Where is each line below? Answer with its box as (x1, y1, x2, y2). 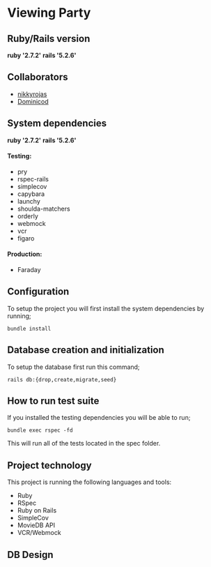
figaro (17, 234, 35, 242)
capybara (17, 190, 45, 198)
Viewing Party (7, 5, 91, 21)
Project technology (7, 459, 92, 471)
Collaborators (7, 71, 68, 83)
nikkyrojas (17, 89, 47, 98)
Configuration (7, 286, 70, 298)
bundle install (7, 325, 52, 332)
